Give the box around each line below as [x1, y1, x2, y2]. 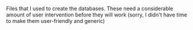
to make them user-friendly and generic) [6, 18, 105, 24]
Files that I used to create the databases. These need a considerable [6, 5, 173, 12]
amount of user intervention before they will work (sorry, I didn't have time [6, 11, 188, 18]
